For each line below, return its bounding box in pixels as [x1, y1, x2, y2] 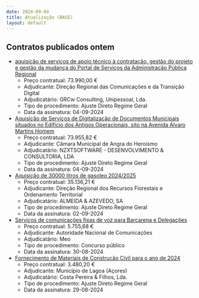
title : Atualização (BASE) [6, 14, 73, 20]
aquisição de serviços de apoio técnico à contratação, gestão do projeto [14, 58, 193, 65]
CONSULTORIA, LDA [23, 153, 74, 160]
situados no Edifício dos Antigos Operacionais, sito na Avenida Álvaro [14, 121, 186, 128]
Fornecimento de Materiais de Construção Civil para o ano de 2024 [14, 254, 181, 262]
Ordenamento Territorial [23, 191, 83, 198]
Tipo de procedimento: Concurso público [23, 242, 125, 249]
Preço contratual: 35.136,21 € [23, 179, 95, 186]
